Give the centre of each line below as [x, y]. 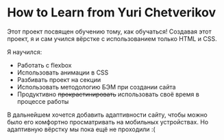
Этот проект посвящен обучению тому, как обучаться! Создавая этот [109, 31]
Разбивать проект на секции [59, 79]
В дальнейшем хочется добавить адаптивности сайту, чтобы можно [107, 115]
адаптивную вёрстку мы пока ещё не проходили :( [81, 129]
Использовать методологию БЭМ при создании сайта [96, 87]
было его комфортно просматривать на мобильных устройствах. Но [108, 122]
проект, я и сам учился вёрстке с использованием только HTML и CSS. [112, 38]
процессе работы [43, 101]
